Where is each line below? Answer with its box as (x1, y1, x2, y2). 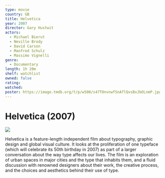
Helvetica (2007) (5, 111, 76, 122)
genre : (5, 58, 19, 62)
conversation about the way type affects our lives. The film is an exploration (5, 152, 159, 158)
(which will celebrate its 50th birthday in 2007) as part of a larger (5, 147, 137, 152)
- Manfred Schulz (9, 48, 45, 53)
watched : (5, 85, 23, 90)
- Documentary (9, 62, 38, 67)
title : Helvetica (5, 16, 41, 21)
